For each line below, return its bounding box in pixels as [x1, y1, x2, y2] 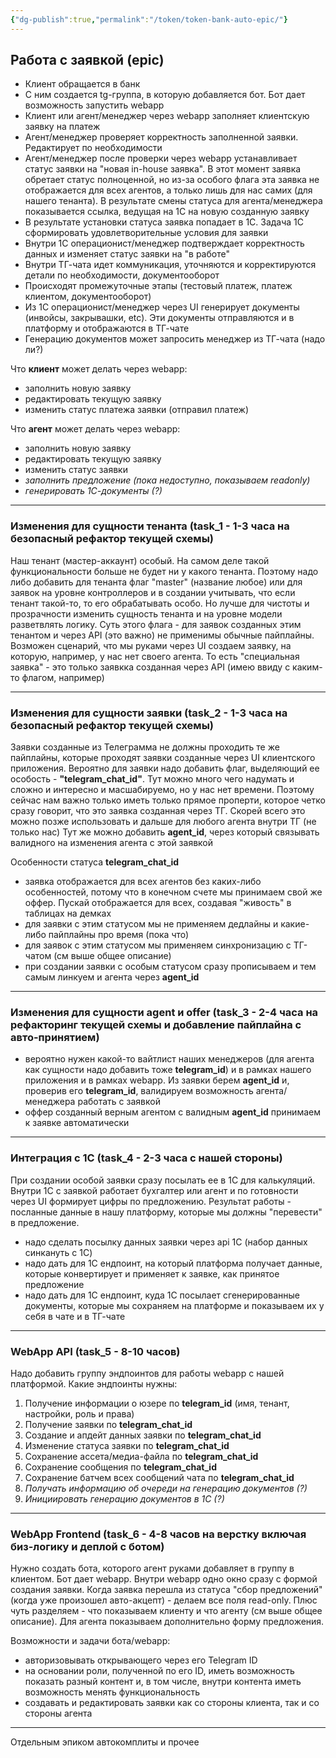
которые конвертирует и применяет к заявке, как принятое [24, 1267, 280, 1280]
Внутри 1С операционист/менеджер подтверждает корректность [24, 237, 305, 250]
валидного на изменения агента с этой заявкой [10, 837, 213, 849]
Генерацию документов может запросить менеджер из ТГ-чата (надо [24, 333, 326, 345]
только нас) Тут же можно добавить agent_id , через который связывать [10, 826, 320, 838]
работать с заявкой [77, 1096, 161, 1108]
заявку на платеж [24, 121, 101, 133]
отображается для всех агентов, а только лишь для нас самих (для [24, 184, 313, 196]
